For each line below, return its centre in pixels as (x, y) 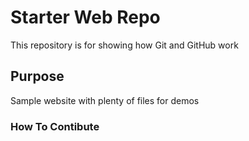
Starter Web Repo (85, 17)
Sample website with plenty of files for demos (105, 100)
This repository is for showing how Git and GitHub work (124, 45)
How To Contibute (55, 126)
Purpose (37, 76)
